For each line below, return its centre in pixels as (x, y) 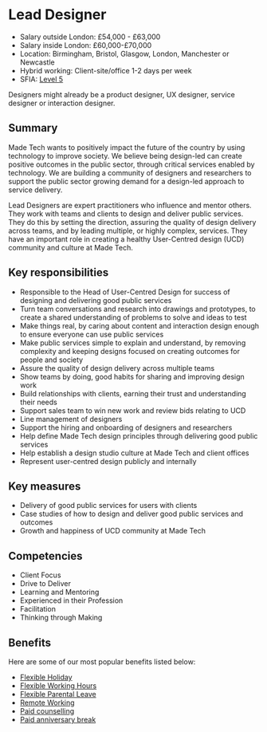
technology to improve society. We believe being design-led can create (126, 155)
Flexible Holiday (46, 677)
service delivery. (35, 190)
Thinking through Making (61, 618)
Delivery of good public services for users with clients (108, 506)
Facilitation (37, 609)
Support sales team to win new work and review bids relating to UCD (133, 410)
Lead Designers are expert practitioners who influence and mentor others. (130, 205)
